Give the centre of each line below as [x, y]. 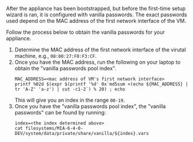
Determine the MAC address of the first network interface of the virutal [100, 50]
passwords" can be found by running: [60, 112]
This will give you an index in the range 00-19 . [70, 100]
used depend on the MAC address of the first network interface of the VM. [96, 21]
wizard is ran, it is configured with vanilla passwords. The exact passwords [97, 15]
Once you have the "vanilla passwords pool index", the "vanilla [90, 106]
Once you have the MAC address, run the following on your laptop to [97, 62]
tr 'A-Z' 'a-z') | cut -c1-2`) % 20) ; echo [70, 89]
